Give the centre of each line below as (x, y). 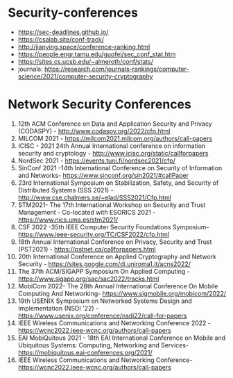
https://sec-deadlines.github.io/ (63, 32)
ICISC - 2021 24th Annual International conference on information (112, 146)
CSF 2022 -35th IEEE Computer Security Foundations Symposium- (113, 227)
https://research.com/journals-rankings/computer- (117, 69)
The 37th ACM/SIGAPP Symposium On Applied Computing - (104, 271)
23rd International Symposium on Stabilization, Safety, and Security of (118, 183)
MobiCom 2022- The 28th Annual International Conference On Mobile (118, 286)
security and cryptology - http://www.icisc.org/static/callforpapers (113, 153)
